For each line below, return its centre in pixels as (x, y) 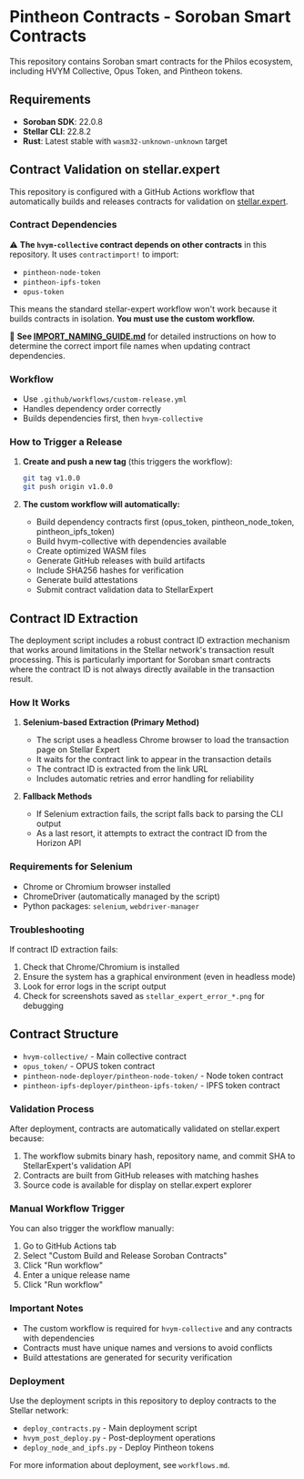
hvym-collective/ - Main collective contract (104, 1056)
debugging (43, 1005)
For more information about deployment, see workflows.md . (120, 1464)
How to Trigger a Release (66, 442)
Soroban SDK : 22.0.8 (62, 121)
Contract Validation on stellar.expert (115, 170)
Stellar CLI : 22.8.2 (56, 131)
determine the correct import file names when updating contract (130, 346)
